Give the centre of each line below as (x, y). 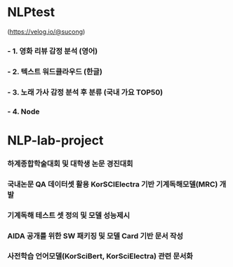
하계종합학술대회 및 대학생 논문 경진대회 (70, 163)
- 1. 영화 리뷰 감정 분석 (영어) (53, 51)
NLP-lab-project (55, 140)
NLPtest (31, 12)
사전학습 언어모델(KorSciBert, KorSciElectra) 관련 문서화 (100, 256)
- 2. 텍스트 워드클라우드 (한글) (55, 71)
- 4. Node (24, 111)
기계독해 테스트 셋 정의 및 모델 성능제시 (69, 215)
